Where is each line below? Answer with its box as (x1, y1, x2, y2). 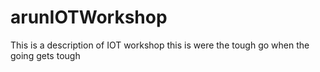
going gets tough (10, 49, 81, 61)
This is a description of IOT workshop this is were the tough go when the (10, 39, 310, 51)
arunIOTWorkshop (10, 6, 168, 29)
